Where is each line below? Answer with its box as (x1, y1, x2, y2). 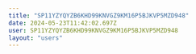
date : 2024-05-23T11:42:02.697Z (8, 19, 117, 27)
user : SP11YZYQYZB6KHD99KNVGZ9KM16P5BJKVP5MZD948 (8, 26, 179, 34)
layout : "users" (8, 33, 63, 42)
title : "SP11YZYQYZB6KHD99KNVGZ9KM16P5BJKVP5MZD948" (8, 11, 190, 20)
